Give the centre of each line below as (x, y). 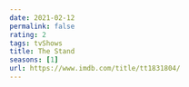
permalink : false (42, 26)
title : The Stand (42, 52)
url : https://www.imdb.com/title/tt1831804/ (95, 69)
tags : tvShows (36, 43)
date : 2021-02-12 (42, 18)
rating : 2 (28, 34)
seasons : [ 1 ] (34, 60)
